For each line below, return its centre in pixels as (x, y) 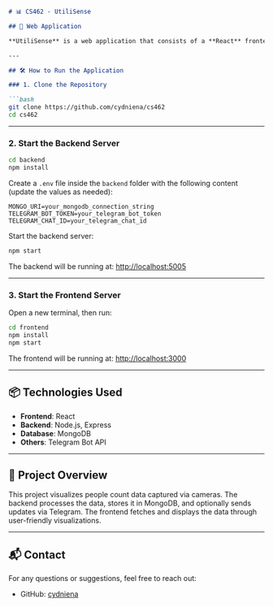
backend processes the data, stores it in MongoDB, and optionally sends (130, 503)
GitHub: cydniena (49, 594)
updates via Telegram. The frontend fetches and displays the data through (133, 512)
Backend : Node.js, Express (66, 425)
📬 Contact (37, 555)
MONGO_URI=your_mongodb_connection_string (81, 206)
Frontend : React (48, 416)
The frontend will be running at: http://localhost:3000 (97, 358)
